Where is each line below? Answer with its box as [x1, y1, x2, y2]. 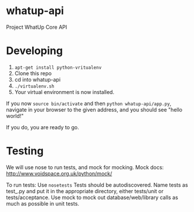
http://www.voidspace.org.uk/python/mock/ [6, 170, 113, 177]
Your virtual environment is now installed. [14, 88, 114, 95]
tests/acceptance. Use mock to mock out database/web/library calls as [6, 194, 179, 201]
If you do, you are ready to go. [6, 123, 79, 130]
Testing [6, 144, 44, 158]
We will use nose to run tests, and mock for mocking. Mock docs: [6, 163, 164, 171]
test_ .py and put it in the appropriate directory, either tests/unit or [6, 187, 164, 194]
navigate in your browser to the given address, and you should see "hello [6, 106, 183, 113]
